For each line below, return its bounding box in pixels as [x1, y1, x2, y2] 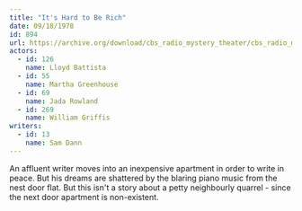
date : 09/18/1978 [9, 22, 75, 31]
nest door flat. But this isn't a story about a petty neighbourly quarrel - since [9, 181, 291, 193]
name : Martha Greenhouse [25, 80, 119, 89]
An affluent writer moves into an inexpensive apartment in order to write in [9, 163, 285, 173]
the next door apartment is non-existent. [9, 191, 159, 202]
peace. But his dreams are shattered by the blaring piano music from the [9, 172, 278, 183]
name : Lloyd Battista [25, 64, 106, 73]
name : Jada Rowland [25, 96, 99, 106]
